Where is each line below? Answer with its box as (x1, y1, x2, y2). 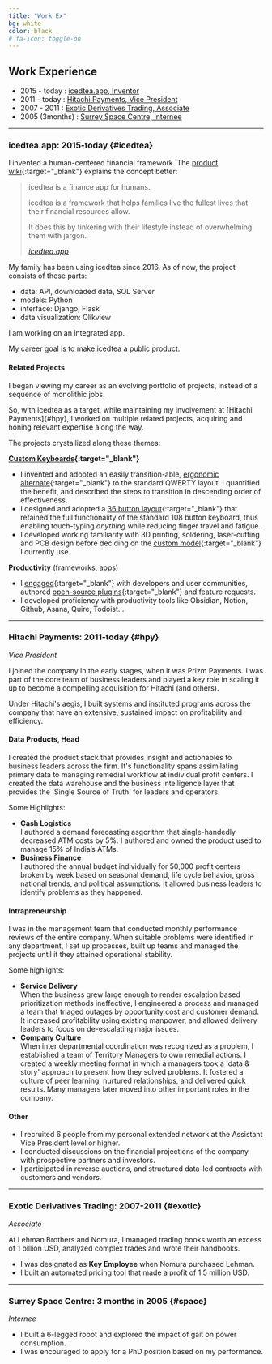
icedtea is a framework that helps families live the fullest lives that (28, 198, 249, 207)
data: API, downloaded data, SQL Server (19, 287, 155, 297)
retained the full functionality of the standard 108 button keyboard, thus (19, 512, 259, 522)
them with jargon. (28, 231, 87, 241)
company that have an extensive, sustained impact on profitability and (8, 707, 243, 717)
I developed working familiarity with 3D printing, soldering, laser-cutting (19, 529, 261, 539)
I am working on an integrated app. (8, 328, 125, 338)
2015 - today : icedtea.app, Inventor (19, 86, 140, 96)
